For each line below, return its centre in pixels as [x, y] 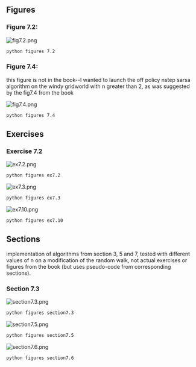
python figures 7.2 [31, 51]
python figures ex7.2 [33, 175]
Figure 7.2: [22, 27]
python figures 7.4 [31, 115]
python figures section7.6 [40, 358]
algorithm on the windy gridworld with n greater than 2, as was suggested [98, 86]
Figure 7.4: [22, 67]
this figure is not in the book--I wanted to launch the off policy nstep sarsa [99, 80]
